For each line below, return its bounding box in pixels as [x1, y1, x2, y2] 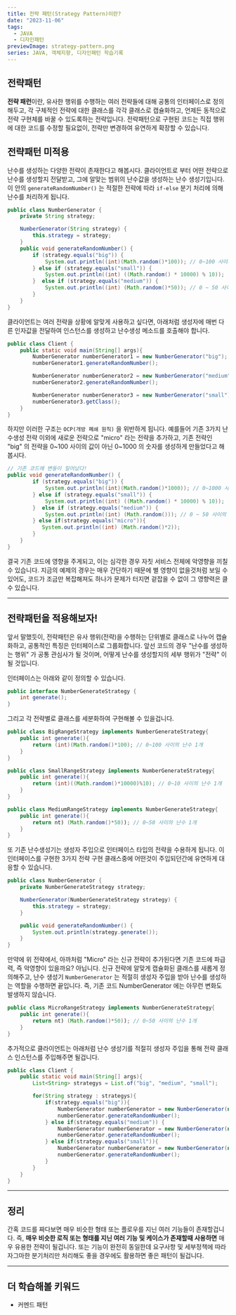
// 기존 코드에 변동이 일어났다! [7, 465, 88, 473]
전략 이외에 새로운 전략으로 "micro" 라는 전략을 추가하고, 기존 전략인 [25, 433, 213, 442]
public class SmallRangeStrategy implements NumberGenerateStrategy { [7, 767, 216, 774]
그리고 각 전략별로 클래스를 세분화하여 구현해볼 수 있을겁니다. [7, 714, 174, 723]
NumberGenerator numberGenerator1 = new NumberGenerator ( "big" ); [32, 353, 228, 360]
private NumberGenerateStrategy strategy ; [20, 884, 146, 891]
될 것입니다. [7, 659, 40, 667]
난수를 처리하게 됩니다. [7, 192, 70, 201]
